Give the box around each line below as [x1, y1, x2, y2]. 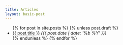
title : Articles [5, 7, 38, 12]
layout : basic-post [5, 12, 45, 16]
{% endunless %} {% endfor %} [12, 35, 77, 41]
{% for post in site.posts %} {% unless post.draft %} [12, 25, 119, 30]
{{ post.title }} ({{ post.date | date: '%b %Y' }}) [12, 30, 107, 36]
